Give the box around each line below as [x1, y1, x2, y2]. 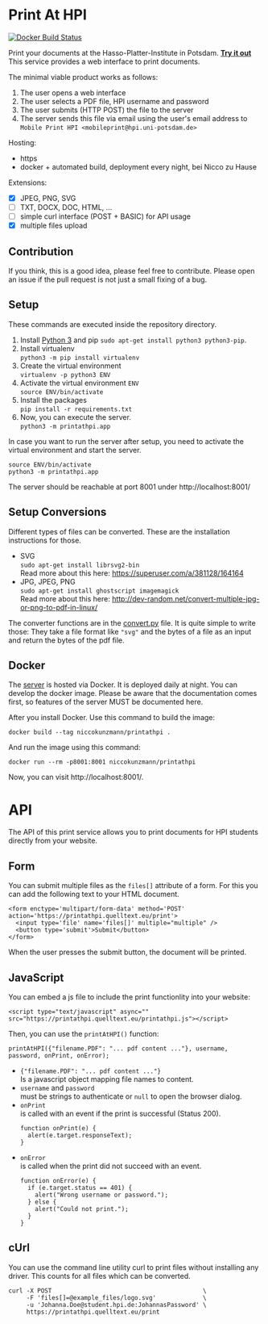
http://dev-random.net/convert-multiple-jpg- [111, 593, 260, 603]
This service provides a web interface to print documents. [8, 57, 200, 66]
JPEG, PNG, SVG [19, 193, 76, 203]
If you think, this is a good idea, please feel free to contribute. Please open [8, 266, 255, 275]
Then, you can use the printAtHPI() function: [8, 1029, 159, 1038]
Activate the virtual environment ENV [19, 378, 139, 388]
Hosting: [8, 137, 37, 147]
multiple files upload [19, 220, 88, 231]
